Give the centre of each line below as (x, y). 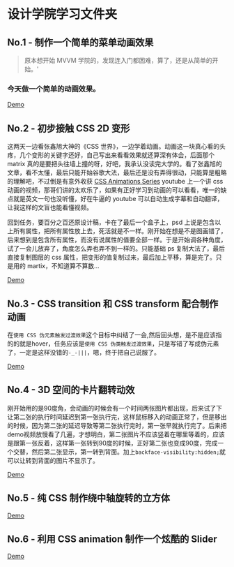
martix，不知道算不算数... (63, 266)
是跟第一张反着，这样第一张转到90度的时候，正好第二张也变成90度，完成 (112, 443)
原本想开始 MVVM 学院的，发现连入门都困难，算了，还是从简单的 (118, 60)
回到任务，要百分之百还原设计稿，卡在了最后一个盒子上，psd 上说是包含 (111, 222)
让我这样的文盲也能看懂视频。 (50, 207)
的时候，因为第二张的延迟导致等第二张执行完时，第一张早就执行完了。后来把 (117, 425)
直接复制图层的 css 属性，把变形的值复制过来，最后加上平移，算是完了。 (111, 257)
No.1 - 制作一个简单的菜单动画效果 (80, 42)
